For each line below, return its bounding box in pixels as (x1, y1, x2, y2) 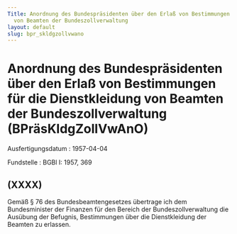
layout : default (7, 23, 55, 30)
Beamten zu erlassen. (7, 221, 71, 228)
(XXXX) (7, 179, 43, 191)
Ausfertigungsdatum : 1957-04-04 (7, 145, 108, 153)
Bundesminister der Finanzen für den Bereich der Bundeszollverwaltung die (7, 205, 229, 213)
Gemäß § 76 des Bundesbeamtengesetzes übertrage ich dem (7, 198, 187, 206)
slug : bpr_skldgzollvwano (7, 30, 84, 38)
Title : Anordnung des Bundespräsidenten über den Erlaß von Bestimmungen (7, 10, 231, 18)
